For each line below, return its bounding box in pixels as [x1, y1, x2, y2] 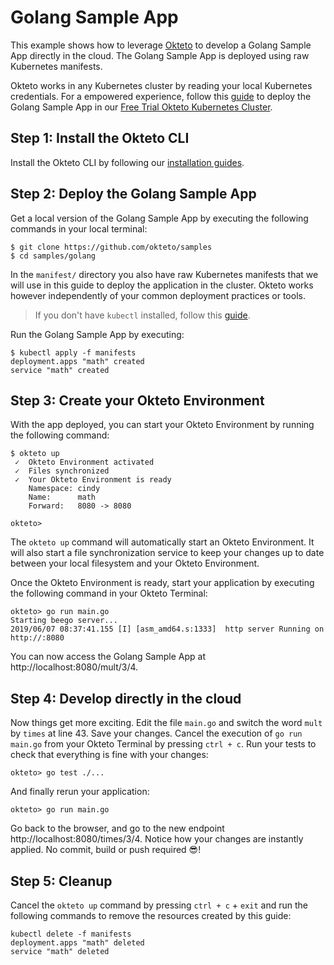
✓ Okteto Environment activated [14, 457, 155, 468]
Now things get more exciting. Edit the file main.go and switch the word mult [10, 717, 323, 729]
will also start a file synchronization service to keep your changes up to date [10, 547, 325, 559]
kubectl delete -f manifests [10, 929, 132, 939]
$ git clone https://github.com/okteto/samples [10, 242, 213, 252]
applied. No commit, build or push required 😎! [10, 844, 202, 856]
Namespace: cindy [28, 484, 101, 494]
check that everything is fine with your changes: [10, 749, 209, 761]
